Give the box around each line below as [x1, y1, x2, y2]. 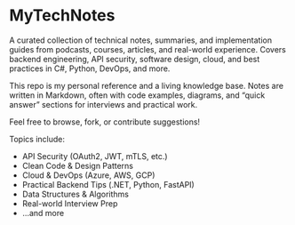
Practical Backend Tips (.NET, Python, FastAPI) [21, 179, 195, 189]
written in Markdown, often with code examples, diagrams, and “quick [9, 90, 266, 100]
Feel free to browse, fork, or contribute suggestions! [9, 117, 201, 127]
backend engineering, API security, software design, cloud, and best [9, 53, 260, 64]
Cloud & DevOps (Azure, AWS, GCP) [21, 170, 155, 181]
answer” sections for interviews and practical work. [9, 99, 198, 109]
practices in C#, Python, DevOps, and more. [9, 63, 171, 74]
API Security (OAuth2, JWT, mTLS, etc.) [21, 150, 168, 161]
